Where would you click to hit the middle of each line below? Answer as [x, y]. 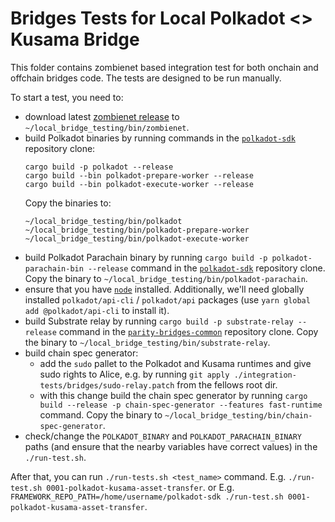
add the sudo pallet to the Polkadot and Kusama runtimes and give [175, 363]
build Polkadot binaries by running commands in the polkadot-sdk [160, 138]
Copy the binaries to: [68, 203]
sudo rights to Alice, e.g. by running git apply [134, 374]
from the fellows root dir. [227, 384]
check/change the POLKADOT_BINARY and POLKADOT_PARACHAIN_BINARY [163, 436]
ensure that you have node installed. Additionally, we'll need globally [164, 289]
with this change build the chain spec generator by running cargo [173, 395]
